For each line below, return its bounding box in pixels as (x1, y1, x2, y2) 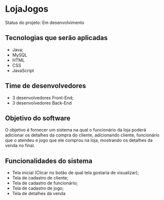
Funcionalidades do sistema (5, 156, 93, 165)
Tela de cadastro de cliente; (12, 175, 69, 181)
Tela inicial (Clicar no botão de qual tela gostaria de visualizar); (12, 170, 139, 176)
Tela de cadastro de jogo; (12, 185, 64, 191)
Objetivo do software (5, 114, 70, 122)
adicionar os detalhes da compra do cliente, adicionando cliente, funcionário (5, 132, 160, 138)
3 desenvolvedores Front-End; (12, 94, 74, 101)
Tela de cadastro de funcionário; (12, 180, 78, 186)
